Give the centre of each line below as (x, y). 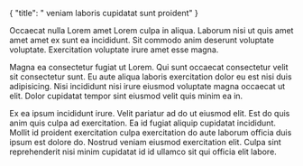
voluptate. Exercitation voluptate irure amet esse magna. (114, 50)
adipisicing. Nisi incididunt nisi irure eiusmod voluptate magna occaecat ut (147, 86)
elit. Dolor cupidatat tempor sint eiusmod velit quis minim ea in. (126, 96)
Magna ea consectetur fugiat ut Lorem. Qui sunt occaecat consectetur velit (149, 67)
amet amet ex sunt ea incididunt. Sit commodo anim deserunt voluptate (142, 40)
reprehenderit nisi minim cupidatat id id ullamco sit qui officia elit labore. (143, 152)
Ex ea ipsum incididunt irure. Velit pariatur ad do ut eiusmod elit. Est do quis (150, 113)
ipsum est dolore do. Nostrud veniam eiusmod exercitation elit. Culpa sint (145, 142)
